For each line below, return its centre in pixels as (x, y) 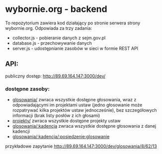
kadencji (21, 131)
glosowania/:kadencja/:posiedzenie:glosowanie (61, 137)
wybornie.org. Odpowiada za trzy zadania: (49, 28)
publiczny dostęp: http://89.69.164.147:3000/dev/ (55, 76)
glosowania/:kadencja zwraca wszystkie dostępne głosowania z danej (84, 126)
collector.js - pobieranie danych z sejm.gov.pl (59, 38)
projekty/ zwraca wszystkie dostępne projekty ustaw (66, 121)
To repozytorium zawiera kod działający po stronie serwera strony (73, 23)
